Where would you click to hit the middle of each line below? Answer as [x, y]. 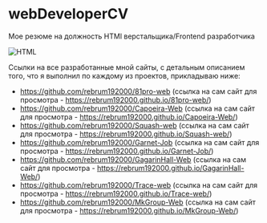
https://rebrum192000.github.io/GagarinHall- [170, 168]
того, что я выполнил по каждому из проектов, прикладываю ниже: [124, 75]
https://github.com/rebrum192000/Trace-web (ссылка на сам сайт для [139, 184]
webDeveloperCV [69, 14]
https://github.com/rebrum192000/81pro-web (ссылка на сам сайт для [138, 91]
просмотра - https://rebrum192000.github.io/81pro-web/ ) [115, 99]
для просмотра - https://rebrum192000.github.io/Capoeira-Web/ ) [129, 116]
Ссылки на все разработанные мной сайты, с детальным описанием [127, 67]
